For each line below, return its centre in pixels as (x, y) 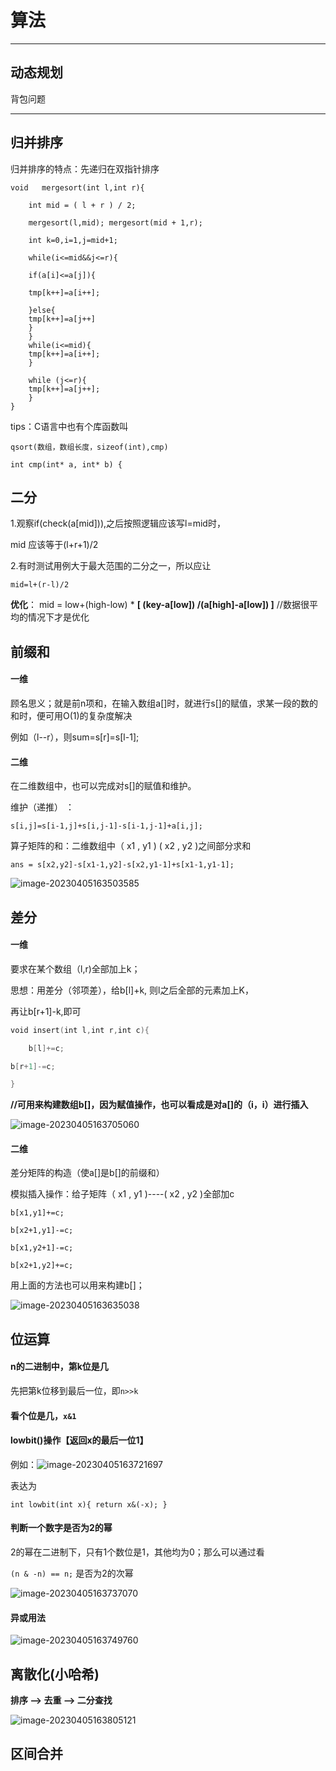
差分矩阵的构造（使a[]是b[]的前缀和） (87, 1173)
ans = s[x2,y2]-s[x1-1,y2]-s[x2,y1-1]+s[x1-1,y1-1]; (122, 865)
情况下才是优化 (58, 617)
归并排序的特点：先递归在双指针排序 (85, 168)
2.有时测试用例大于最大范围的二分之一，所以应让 (111, 566)
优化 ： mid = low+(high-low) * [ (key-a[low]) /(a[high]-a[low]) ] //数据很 (160, 605)
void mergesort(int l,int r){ (77, 187)
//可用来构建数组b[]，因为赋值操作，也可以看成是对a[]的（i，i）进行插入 (159, 1105)
